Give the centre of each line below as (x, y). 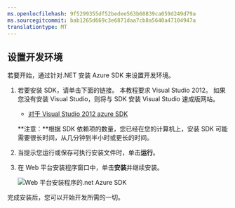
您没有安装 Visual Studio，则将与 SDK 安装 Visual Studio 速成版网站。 (118, 99)
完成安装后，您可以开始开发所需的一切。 (66, 197)
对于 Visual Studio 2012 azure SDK (78, 114)
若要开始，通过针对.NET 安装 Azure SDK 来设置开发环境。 (91, 75)
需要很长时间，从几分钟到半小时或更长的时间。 (85, 138)
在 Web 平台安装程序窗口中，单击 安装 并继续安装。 (90, 168)
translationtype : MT (38, 27)
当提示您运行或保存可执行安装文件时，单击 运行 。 (88, 152)
